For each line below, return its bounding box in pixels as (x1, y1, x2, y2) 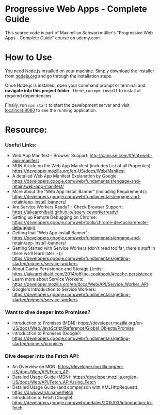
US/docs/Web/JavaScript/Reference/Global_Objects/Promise (12, 325, 134, 331)
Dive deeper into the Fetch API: (5, 352, 80, 359)
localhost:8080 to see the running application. (5, 107, 97, 113)
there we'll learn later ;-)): (12, 251, 64, 256)
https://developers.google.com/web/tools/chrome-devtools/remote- (12, 220, 149, 225)
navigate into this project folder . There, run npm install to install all (5, 87, 142, 93)
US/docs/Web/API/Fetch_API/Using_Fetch (12, 379, 96, 385)
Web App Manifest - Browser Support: (12, 153, 89, 159)
